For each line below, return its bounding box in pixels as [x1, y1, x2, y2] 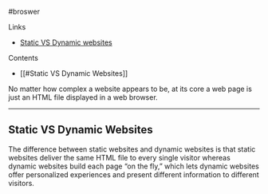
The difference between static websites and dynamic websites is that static [8, 144, 256, 154]
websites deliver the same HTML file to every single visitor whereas [8, 152, 231, 162]
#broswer [8, 7, 40, 16]
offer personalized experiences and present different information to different [8, 169, 259, 179]
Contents [8, 53, 38, 62]
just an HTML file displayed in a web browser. [8, 93, 158, 102]
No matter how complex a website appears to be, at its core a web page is [8, 84, 253, 93]
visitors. [8, 178, 34, 188]
